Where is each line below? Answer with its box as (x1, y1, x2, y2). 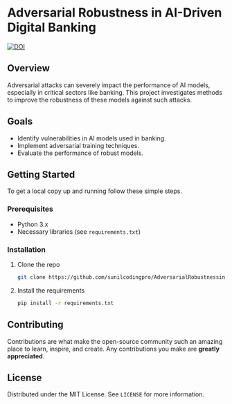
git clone (17, 273, 46, 281)
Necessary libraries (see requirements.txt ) (17, 227, 141, 236)
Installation (7, 244, 46, 254)
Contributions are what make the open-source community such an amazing (7, 337, 223, 345)
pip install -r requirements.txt (17, 300, 114, 306)
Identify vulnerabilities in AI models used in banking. (17, 134, 166, 143)
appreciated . (7, 351, 45, 360)
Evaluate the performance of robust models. (17, 149, 144, 157)
